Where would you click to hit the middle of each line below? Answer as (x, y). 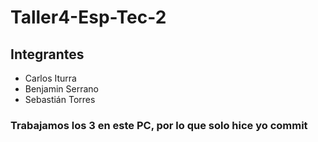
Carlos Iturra (50, 78)
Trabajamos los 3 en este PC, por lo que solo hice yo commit (159, 125)
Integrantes (47, 54)
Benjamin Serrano (61, 89)
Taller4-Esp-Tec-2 (88, 17)
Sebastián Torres (60, 99)
